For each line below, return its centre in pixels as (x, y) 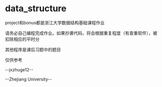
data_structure (36, 9)
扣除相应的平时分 (22, 39)
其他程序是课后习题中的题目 (33, 49)
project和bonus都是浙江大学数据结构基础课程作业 (55, 22)
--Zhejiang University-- (29, 79)
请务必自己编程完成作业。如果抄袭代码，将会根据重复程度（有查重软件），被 (81, 33)
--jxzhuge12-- (19, 69)
